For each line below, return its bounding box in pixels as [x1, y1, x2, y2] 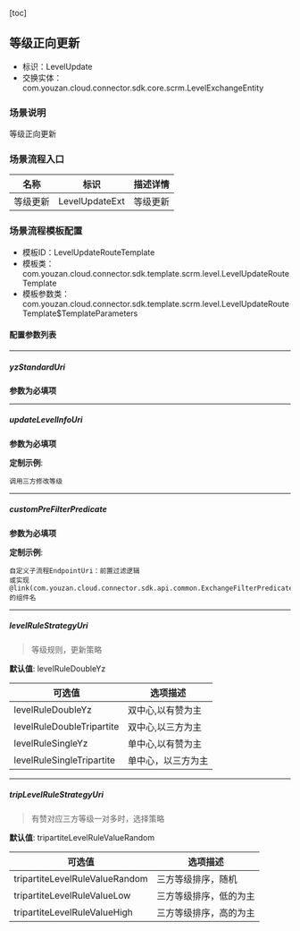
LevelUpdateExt [58, 195, 125, 208]
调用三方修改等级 [9, 476, 63, 486]
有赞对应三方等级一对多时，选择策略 [30, 813, 165, 824]
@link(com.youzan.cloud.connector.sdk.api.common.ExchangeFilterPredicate [9, 584, 294, 593]
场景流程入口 [9, 153, 65, 166]
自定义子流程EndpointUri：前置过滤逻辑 [9, 566, 140, 576]
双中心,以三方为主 [128, 721, 203, 733]
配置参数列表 [9, 329, 56, 340]
